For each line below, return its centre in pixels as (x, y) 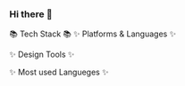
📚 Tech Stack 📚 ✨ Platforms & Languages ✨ (93, 34)
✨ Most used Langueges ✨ (59, 72)
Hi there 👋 (31, 14)
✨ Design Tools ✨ (42, 55)
